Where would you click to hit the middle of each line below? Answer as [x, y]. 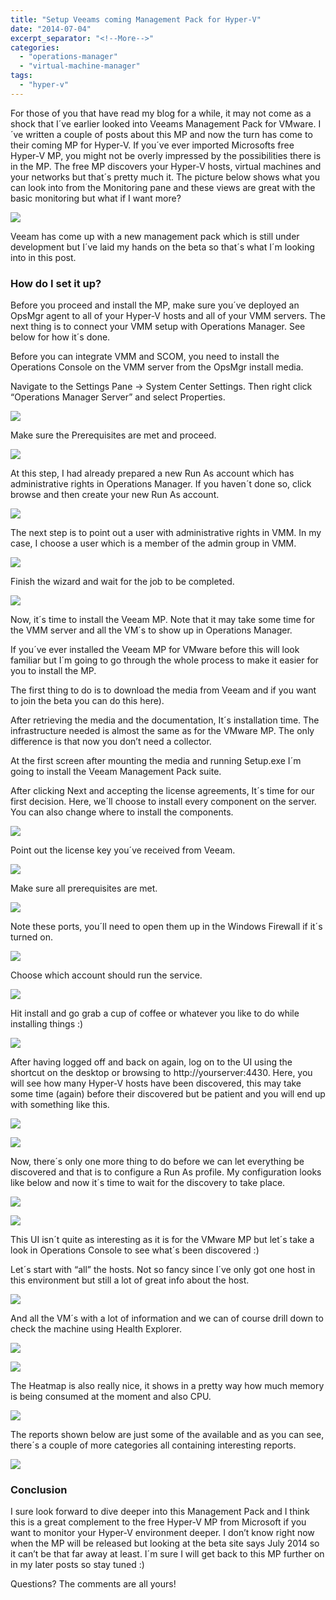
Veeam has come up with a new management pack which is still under [155, 236]
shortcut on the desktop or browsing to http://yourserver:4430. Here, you [161, 1073]
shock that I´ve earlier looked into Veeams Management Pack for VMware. [163, 123]
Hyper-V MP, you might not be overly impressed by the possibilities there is [166, 155]
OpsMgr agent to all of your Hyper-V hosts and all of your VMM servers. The [168, 316]
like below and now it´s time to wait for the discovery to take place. [148, 1183]
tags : [21, 76]
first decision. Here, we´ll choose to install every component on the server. [163, 802]
